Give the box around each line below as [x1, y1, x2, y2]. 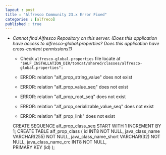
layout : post [5, 7, 35, 13]
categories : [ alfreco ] [5, 17, 56, 22]
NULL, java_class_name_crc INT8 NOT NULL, [12, 139, 107, 145]
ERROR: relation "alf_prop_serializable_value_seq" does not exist [20, 104, 154, 110]
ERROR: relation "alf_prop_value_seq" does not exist [20, 84, 129, 90]
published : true [5, 21, 42, 27]
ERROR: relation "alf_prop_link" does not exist [20, 113, 115, 119]
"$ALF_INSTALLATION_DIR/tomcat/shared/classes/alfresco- [20, 61, 143, 66]
